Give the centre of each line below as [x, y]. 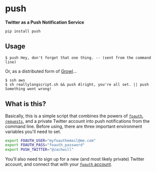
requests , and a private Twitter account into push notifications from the [77, 121]
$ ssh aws [15, 80]
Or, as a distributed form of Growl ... [41, 71]
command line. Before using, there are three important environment [74, 126]
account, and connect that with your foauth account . [59, 164]
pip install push [23, 31]
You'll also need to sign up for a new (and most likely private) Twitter [75, 159]
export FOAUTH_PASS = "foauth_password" [45, 145]
